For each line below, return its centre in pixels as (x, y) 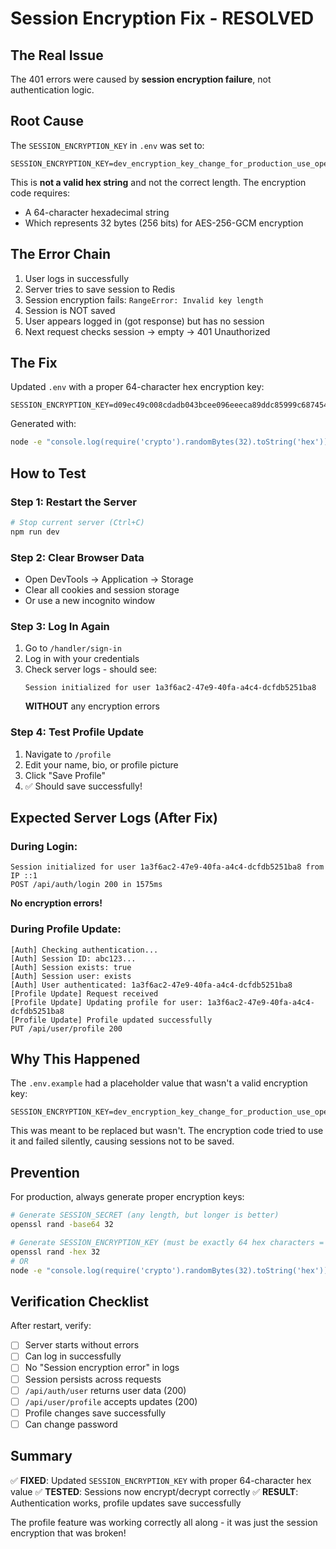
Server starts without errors (82, 1345)
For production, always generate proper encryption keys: (127, 1197)
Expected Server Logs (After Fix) (114, 818)
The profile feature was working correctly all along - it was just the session (164, 1522)
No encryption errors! (56, 903)
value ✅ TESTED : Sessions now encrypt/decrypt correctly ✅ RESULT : (154, 1491)
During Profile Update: (66, 929)
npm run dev (35, 532)
